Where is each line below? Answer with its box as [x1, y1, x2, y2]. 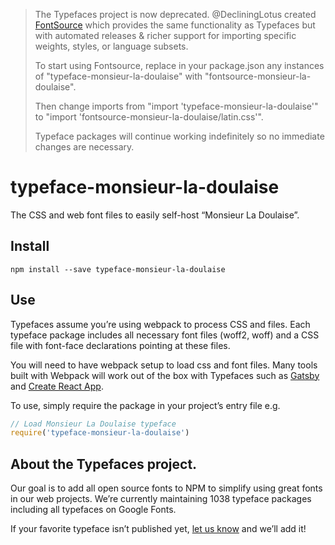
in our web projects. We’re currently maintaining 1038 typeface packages [10, 493, 312, 505]
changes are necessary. [34, 141, 135, 153]
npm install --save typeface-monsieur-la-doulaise [10, 264, 226, 274]
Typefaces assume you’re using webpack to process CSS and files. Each [10, 318, 311, 330]
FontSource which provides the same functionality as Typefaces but [34, 19, 316, 31]
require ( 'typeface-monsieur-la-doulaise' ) [10, 428, 190, 438]
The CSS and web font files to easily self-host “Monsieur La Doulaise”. [10, 209, 300, 221]
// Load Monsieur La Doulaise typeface [10, 419, 177, 429]
